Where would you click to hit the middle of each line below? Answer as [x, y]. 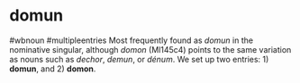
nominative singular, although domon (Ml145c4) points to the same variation [150, 49]
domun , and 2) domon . [53, 69]
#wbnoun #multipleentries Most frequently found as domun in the [132, 40]
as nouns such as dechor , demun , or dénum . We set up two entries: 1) [139, 59]
